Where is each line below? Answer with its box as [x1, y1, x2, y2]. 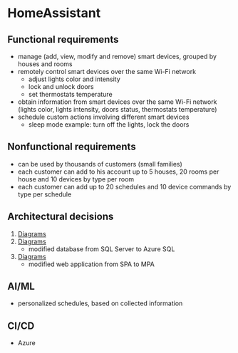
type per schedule [17, 190, 72, 199]
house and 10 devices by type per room [17, 174, 135, 183]
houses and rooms [17, 60, 73, 68]
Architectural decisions [7, 211, 114, 223]
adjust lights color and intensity [28, 75, 121, 83]
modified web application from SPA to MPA [28, 260, 155, 268]
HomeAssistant [7, 5, 101, 21]
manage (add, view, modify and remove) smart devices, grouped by [17, 52, 217, 60]
